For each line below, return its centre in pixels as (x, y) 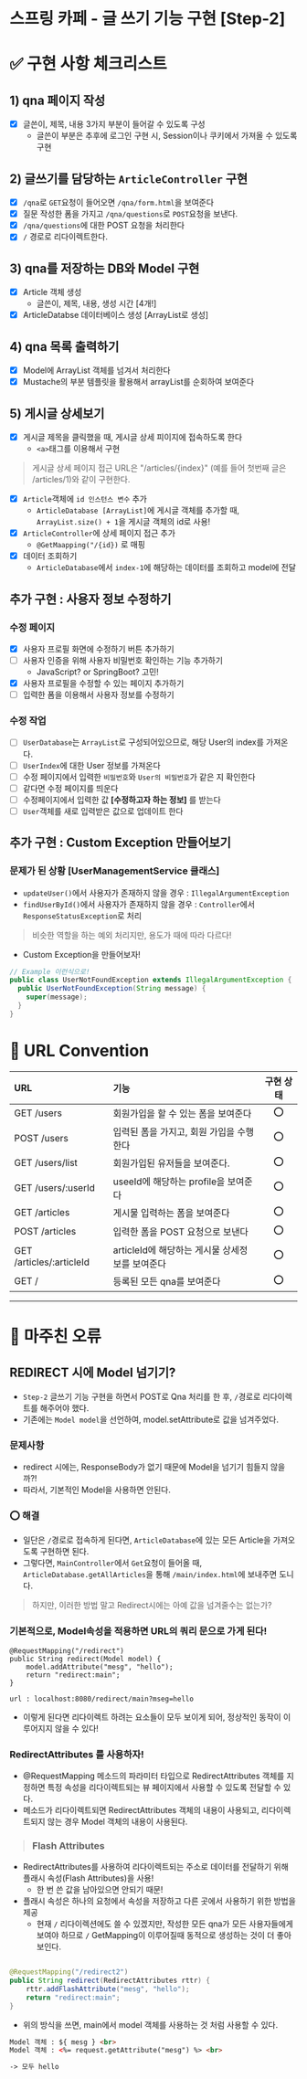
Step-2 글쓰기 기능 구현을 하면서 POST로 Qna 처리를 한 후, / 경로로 (142, 1396)
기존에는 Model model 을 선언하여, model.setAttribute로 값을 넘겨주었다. (151, 1419)
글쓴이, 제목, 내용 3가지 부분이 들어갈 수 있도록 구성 (114, 124)
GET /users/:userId (55, 1187)
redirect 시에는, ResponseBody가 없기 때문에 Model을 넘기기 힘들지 (145, 1467)
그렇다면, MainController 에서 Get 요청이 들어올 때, (112, 1563)
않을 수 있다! (76, 1728)
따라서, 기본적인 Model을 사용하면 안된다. (96, 1490)
